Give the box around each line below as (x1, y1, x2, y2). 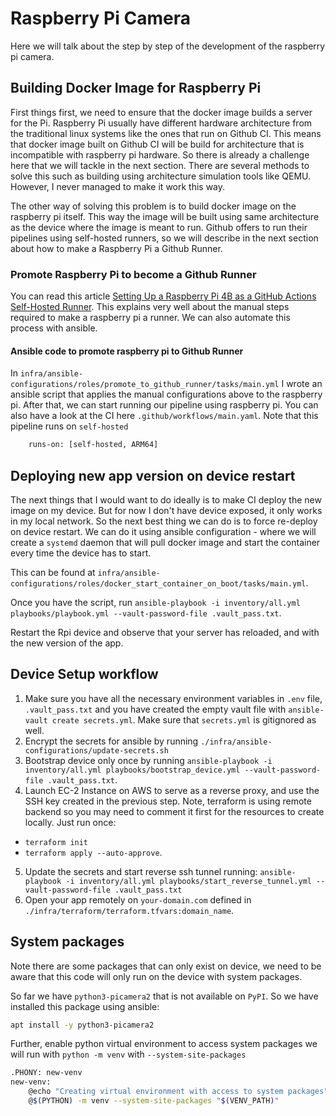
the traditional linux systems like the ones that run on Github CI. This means (10, 127, 322, 139)
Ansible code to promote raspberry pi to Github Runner (10, 345, 244, 357)
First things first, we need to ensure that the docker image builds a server (10, 106, 313, 118)
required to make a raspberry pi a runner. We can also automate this (10, 312, 291, 324)
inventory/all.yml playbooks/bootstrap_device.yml (24, 765, 241, 775)
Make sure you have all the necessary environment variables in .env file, (24, 692, 323, 704)
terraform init (24, 837, 89, 847)
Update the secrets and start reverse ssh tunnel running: (24, 865, 258, 877)
